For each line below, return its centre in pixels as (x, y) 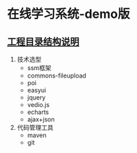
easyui (37, 90)
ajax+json (41, 119)
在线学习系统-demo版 (68, 14)
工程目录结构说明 (43, 42)
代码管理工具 (35, 127)
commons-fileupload (57, 75)
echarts (38, 112)
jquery (36, 97)
